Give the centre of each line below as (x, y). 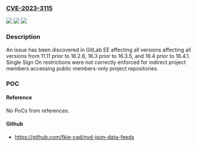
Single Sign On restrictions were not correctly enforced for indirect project (96, 62)
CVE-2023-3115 (29, 8)
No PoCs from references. (38, 110)
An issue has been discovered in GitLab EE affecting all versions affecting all (98, 50)
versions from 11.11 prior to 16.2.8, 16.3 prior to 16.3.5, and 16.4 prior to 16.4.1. (98, 56)
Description (23, 37)
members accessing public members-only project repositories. (82, 68)
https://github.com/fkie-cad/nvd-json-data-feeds (74, 137)
